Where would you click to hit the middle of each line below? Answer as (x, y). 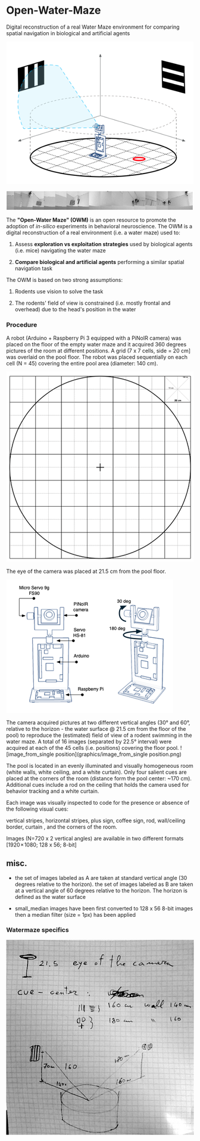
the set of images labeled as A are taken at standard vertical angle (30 (101, 878)
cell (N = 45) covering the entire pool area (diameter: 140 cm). (82, 363)
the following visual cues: (37, 809)
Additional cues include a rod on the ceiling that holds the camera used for (98, 785)
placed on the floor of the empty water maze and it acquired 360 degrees (96, 344)
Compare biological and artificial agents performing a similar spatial (99, 262)
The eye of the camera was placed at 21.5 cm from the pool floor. (86, 571)
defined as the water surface (50, 897)
